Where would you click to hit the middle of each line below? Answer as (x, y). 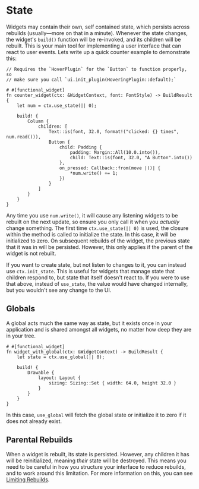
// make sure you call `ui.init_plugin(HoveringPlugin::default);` (91, 80)
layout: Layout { (59, 378)
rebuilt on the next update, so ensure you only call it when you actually (93, 222)
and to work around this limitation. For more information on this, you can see (99, 473)
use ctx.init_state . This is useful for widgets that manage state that (91, 271)
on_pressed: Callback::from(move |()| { (110, 168)
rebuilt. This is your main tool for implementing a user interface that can (94, 46)
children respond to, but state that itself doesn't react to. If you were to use (98, 277)
